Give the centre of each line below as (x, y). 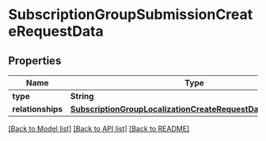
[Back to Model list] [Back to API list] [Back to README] (99, 129)
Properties (35, 61)
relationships (38, 109)
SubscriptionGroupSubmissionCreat (131, 15)
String (82, 96)
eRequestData (56, 31)
